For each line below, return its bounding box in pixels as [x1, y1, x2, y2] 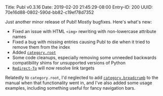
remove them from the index [12, 44, 70, 50]
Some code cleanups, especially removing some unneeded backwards [12, 55, 157, 61]
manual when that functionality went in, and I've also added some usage [5, 80, 153, 86]
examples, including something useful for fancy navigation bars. [5, 85, 136, 91]
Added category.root [12, 49, 56, 55]
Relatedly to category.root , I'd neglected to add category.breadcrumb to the [5, 75, 159, 80]
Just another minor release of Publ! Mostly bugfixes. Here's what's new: [5, 19, 152, 25]
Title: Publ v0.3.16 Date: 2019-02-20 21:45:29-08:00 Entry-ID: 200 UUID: [5, 4, 153, 10]
